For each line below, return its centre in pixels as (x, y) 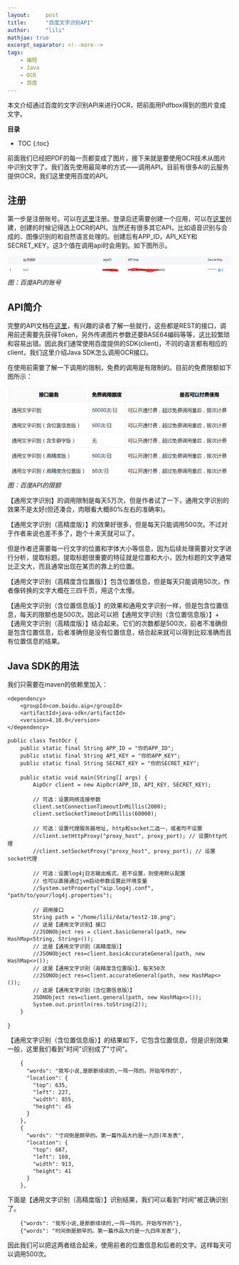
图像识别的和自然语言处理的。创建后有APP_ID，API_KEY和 (112, 237)
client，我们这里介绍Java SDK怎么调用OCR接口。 (80, 352)
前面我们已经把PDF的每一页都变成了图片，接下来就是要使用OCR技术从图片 (117, 158)
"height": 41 (52, 1172)
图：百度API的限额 (34, 486)
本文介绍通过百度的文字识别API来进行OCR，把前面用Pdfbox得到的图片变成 (117, 105)
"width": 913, (54, 1164)
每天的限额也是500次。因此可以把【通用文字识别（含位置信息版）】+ (119, 615)
